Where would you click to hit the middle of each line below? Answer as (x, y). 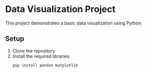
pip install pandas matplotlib (45, 65)
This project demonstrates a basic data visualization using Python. (74, 23)
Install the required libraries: (41, 56)
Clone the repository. (34, 50)
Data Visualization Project (60, 9)
